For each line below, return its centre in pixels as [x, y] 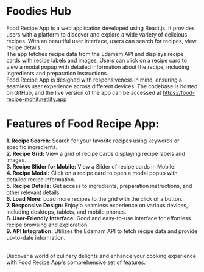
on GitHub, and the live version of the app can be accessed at [84, 92]
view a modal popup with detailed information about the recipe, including [98, 67]
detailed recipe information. [41, 179]
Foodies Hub [39, 11]
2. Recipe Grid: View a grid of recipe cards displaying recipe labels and [96, 153]
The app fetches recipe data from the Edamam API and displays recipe [95, 54]
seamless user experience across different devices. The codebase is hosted [102, 86]
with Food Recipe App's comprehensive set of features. [76, 262]
